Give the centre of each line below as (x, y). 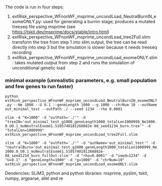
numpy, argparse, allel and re (34, 178)
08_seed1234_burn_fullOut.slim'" (39, 156)
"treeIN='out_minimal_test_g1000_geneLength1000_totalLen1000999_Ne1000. (81, 122)
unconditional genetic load (39, 68)
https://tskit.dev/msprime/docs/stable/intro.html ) (61, 32)
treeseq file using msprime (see (44, 27)
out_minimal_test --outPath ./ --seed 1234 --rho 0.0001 (64, 109)
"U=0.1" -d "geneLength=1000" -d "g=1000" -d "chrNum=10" (65, 160)
